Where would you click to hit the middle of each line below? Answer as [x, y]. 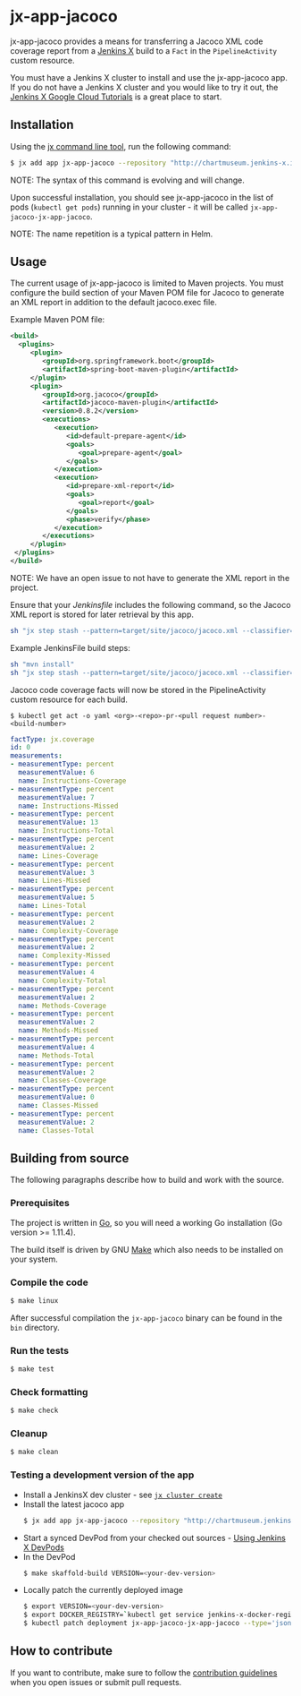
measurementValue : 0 [56, 1097]
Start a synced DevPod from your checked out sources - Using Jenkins [155, 1538]
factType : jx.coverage [52, 739]
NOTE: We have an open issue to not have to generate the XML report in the [150, 578]
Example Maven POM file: [58, 320]
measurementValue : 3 [56, 872]
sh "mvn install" [42, 664]
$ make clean [34, 1452]
